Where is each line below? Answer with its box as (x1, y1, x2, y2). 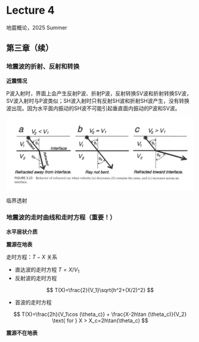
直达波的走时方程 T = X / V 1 (14, 266, 80, 274)
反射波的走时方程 (14, 274, 57, 281)
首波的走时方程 (14, 299, 52, 306)
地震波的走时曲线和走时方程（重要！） (6, 214, 116, 222)
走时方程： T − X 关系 (6, 253, 58, 261)
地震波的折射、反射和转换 (6, 62, 80, 71)
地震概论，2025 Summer (6, 24, 67, 31)
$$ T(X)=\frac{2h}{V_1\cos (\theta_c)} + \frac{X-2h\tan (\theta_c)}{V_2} (13, 310, 187, 318)
